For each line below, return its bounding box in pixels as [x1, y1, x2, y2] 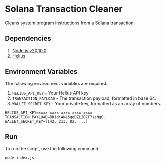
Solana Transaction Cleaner [5, 3, 123, 15]
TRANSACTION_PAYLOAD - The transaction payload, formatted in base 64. [12, 95, 156, 101]
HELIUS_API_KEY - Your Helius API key [12, 90, 89, 96]
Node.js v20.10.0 [12, 47, 47, 53]
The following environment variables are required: [5, 81, 108, 86]
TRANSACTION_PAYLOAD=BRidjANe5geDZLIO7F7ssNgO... [5, 114, 111, 120]
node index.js [5, 155, 35, 160]
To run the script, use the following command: [5, 146, 100, 152]
